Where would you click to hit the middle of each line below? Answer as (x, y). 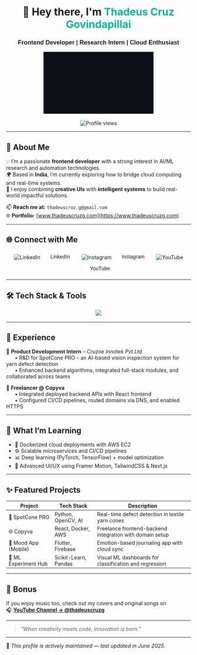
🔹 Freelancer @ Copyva (35, 388)
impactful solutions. (45, 195)
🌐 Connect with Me (42, 240)
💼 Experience (31, 337)
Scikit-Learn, (71, 557)
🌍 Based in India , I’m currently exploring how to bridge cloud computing (94, 175)
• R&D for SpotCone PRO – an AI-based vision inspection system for (97, 358)
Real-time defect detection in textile (140, 514)
